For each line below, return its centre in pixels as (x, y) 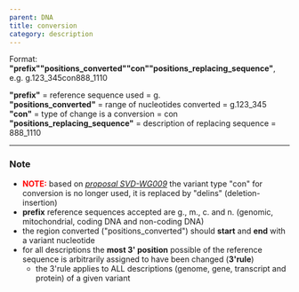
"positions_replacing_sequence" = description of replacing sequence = (143, 123)
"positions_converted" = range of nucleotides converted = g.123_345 (138, 105)
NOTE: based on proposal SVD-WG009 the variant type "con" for (142, 184)
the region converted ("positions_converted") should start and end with (154, 231)
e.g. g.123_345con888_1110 (59, 78)
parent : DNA (31, 17)
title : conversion (43, 26)
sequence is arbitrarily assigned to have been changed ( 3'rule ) (138, 259)
